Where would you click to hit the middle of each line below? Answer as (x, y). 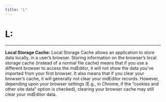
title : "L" (16, 10)
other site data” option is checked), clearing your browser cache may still (80, 89)
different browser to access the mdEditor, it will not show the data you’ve (80, 68)
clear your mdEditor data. (31, 94)
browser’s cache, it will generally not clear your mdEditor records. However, (82, 78)
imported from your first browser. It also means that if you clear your (75, 73)
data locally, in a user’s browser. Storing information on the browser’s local (81, 58)
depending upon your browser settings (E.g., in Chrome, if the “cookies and (82, 84)
